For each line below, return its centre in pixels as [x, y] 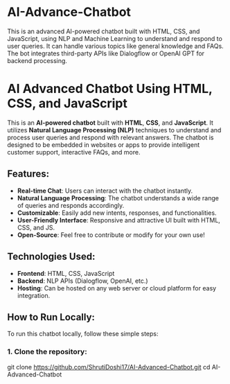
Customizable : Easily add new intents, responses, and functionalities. [117, 213]
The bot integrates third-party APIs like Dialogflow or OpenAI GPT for [106, 53]
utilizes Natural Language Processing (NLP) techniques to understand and [114, 130]
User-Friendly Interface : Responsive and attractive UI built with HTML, [118, 220]
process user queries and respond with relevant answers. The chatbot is [110, 137]
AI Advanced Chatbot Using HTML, [110, 89]
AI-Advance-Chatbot [69, 12]
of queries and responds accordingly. [71, 205]
